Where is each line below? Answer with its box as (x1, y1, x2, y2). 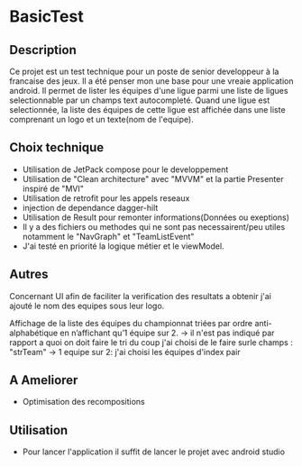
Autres (9, 267, 49, 282)
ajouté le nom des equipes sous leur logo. (9, 300, 165, 311)
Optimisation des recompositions (22, 397, 146, 407)
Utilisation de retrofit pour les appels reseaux (22, 192, 190, 204)
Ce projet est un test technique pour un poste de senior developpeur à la (9, 66, 279, 77)
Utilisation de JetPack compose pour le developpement (22, 164, 229, 175)
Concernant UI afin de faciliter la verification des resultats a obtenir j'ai (9, 290, 272, 301)
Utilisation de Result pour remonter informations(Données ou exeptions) (22, 212, 290, 223)
